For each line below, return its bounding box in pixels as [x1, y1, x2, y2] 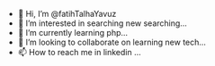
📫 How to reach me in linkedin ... [17, 47, 141, 57]
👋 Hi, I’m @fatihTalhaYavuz [17, 9, 117, 19]
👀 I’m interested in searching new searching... [17, 18, 187, 29]
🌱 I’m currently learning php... [17, 28, 129, 37]
